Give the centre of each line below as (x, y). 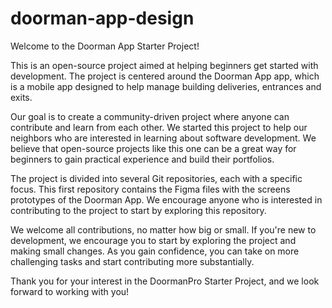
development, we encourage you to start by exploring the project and (153, 240)
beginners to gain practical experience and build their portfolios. (142, 159)
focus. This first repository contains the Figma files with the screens (150, 189)
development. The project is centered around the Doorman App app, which (165, 76)
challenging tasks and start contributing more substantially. (132, 261)
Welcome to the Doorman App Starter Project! (105, 46)
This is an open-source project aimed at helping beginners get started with (164, 65)
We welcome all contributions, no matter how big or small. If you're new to (163, 229)
